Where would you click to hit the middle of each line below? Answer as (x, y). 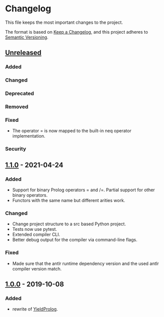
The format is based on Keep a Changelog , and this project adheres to (77, 32)
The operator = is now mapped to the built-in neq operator (72, 131)
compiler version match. (37, 268)
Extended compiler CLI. (36, 235)
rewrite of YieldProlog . (35, 309)
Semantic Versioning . (27, 37)
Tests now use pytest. (35, 229)
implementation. (29, 136)
